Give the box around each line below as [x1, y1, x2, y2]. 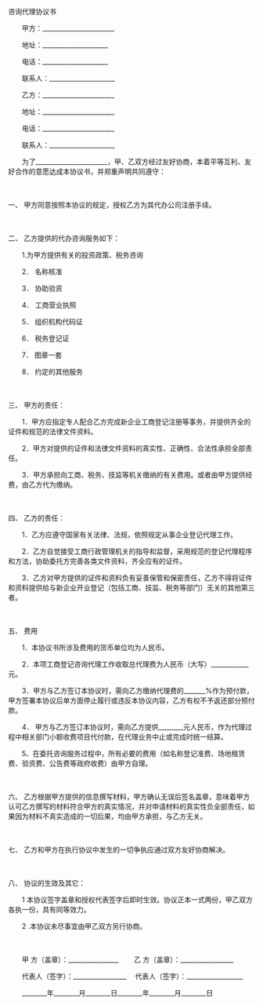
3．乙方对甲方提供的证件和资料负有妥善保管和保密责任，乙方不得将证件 [21, 573, 253, 583]
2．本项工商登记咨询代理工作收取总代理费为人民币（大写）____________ [21, 660, 249, 669]
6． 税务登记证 [21, 334, 70, 343]
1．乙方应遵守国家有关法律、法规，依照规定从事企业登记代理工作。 [21, 530, 237, 539]
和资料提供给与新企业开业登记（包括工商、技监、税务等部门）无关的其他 [8, 583, 241, 592]
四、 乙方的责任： [8, 513, 65, 522]
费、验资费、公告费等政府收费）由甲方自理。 [8, 758, 153, 768]
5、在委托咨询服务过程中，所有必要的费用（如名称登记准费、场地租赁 [21, 749, 246, 758]
